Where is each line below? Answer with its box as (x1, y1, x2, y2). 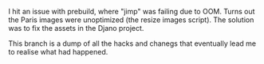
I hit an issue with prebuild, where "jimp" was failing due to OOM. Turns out (8, 7, 255, 16)
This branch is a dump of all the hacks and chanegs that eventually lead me (8, 39, 257, 48)
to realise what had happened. (8, 47, 108, 56)
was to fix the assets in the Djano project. (8, 24, 144, 32)
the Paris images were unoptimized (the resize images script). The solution (8, 15, 254, 24)
